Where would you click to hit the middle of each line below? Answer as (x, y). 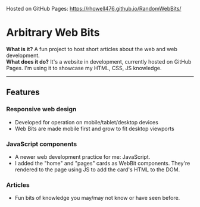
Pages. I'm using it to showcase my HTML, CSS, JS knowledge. (84, 68)
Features (23, 92)
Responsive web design (41, 109)
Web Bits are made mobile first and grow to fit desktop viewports (94, 128)
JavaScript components (42, 144)
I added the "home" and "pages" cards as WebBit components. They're (102, 163)
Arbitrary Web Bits (53, 33)
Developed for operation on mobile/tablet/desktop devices (87, 122)
